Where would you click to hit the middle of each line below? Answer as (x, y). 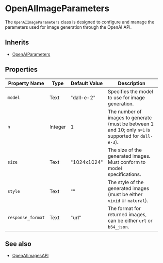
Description (132, 83)
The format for (124, 208)
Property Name (26, 83)
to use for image (126, 97)
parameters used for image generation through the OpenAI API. (68, 27)
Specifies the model (130, 92)
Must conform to (127, 162)
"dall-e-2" (83, 97)
